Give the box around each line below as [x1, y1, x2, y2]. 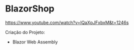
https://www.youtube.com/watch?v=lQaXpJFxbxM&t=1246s [5, 19, 129, 25]
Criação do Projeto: [5, 29, 45, 35]
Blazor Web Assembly [12, 38, 58, 45]
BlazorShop [5, 3, 55, 14]
